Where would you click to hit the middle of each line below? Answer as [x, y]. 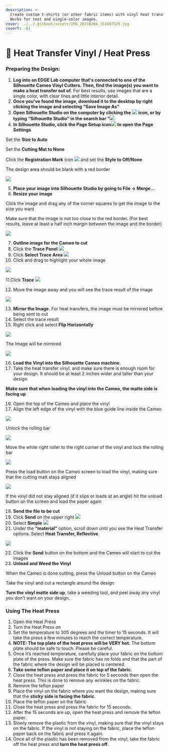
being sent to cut [30, 314]
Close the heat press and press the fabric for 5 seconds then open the [86, 675]
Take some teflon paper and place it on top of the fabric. [72, 669]
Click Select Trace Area [38, 255]
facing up [16, 394]
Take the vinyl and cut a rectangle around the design [60, 583]
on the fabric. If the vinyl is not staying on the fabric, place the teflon [84, 728]
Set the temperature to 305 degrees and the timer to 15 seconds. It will [86, 632]
